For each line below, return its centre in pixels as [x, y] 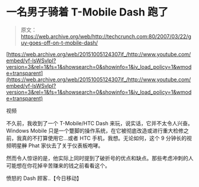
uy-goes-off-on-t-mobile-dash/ [59, 43]
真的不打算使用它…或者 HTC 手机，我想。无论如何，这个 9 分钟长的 [104, 138]
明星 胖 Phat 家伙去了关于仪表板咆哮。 [57, 145]
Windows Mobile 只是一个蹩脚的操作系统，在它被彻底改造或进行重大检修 [95, 131]
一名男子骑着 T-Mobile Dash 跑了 [87, 12]
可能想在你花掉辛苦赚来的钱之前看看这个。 [58, 165]
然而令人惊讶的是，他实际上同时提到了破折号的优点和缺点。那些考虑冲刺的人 [100, 158]
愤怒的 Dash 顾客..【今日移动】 [44, 178]
